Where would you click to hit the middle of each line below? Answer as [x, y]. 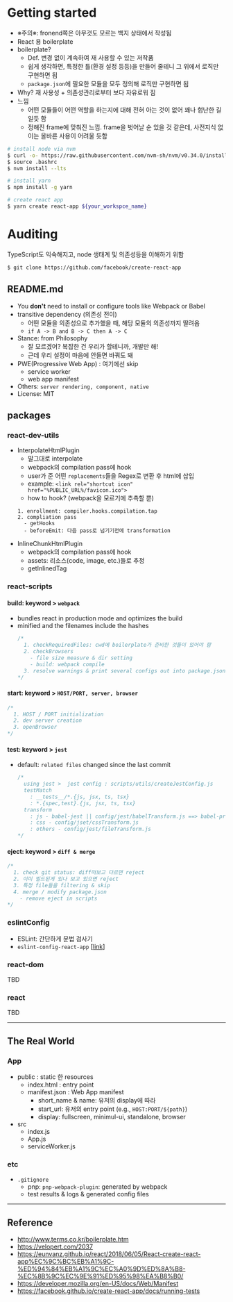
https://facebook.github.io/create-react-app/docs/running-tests [109, 1291]
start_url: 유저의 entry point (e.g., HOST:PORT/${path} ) [113, 1109]
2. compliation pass [47, 518]
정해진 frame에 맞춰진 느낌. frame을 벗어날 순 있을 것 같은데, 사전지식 [122, 127]
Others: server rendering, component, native [83, 386]
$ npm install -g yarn [40, 188]
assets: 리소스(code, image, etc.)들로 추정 [86, 561]
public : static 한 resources [55, 1077]
